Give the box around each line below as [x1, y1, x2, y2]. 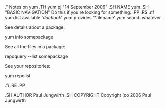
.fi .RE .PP [5, 82, 25, 88]
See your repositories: [5, 63, 51, 69]
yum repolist [5, 73, 31, 79]
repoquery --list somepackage [5, 53, 68, 59]
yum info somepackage [5, 34, 54, 40]
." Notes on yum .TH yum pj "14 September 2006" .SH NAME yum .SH [5, 4, 149, 10]
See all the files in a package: [5, 44, 66, 49]
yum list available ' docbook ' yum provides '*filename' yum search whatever [5, 15, 161, 20]
